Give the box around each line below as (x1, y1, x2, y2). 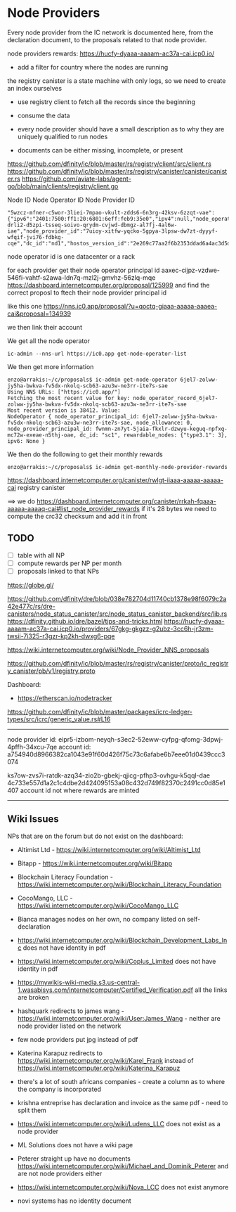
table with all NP (17, 550, 65, 560)
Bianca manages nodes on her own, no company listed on (17, 915, 186, 923)
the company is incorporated (17, 1085, 102, 1093)
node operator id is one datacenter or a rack (7, 252, 136, 261)
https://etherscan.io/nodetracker (17, 694, 112, 702)
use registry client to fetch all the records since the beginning (17, 97, 195, 106)
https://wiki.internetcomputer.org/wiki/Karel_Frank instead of (17, 1056, 194, 1064)
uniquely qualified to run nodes (17, 132, 108, 141)
